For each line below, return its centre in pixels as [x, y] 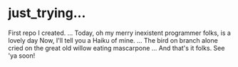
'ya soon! [22, 56]
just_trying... [47, 13]
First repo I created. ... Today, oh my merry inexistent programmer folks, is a [119, 33]
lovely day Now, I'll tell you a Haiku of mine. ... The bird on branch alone [113, 40]
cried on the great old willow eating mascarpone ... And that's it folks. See [117, 48]
